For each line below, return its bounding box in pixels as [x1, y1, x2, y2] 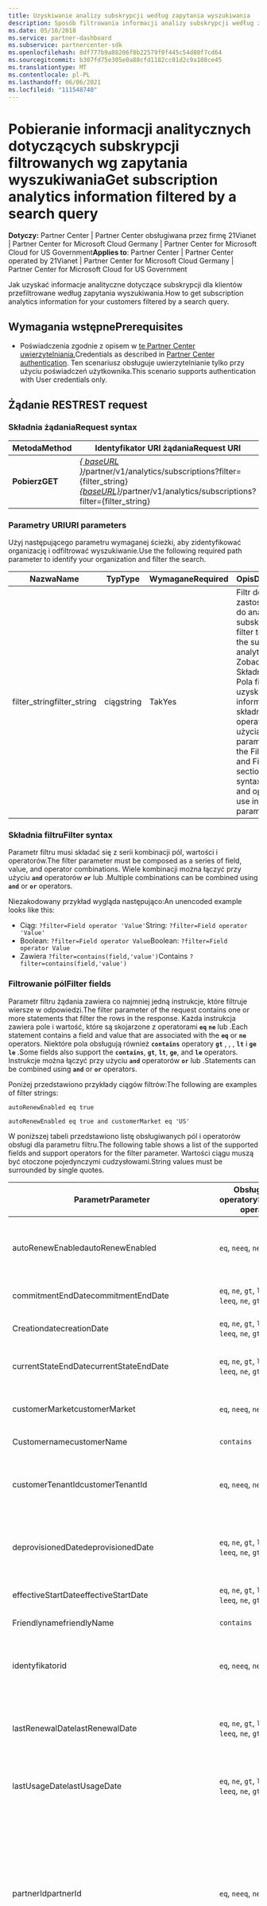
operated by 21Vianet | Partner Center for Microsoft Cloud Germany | [8, 256, 234, 266]
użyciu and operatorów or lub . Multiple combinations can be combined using [8, 873, 258, 883]
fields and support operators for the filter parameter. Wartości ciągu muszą [8, 1148, 254, 1158]
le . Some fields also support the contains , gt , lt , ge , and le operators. [8, 1047, 238, 1057]
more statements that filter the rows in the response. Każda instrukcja [8, 1013, 236, 1023]
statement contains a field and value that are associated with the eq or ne [8, 1030, 246, 1039]
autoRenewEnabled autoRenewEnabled [12, 1242, 157, 1253]
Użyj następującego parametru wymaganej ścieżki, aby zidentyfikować [8, 538, 242, 548]
